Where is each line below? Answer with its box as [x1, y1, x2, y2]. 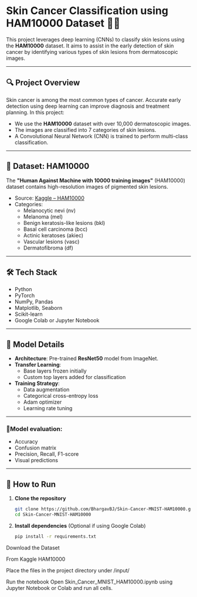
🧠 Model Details [6, 339, 64, 349]
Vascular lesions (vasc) [23, 238, 80, 245]
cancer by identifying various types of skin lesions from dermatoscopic [6, 48, 178, 55]
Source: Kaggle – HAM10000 [14, 195, 85, 202]
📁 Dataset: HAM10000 [6, 161, 90, 171]
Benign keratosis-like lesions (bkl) [23, 219, 106, 226]
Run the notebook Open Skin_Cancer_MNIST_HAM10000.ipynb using [6, 578, 173, 585]
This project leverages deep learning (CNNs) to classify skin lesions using [6, 36, 185, 43]
